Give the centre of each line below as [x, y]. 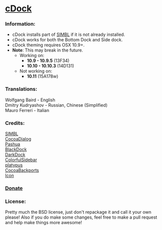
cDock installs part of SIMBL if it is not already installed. [68, 34]
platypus [14, 165]
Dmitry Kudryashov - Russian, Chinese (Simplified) [56, 105]
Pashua [13, 144]
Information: [20, 24]
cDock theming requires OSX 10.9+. [48, 45]
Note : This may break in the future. [48, 50]
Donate [14, 188]
